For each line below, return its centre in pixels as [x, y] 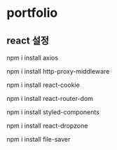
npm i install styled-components [53, 112]
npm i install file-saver [39, 139]
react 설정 [28, 40]
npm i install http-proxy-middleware [58, 71]
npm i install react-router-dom [50, 98]
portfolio [32, 13]
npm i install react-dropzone [47, 125]
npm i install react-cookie [43, 85]
